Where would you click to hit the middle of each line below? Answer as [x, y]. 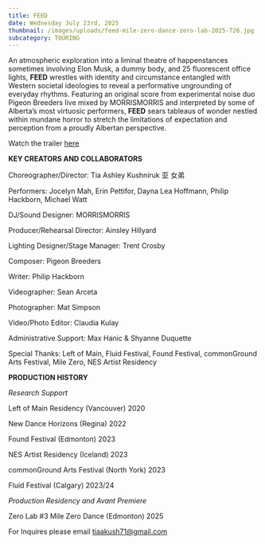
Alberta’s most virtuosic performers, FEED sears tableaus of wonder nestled [133, 111]
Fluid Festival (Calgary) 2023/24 [61, 485]
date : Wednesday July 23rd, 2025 [64, 23]
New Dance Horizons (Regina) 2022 [67, 424]
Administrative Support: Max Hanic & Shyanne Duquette [100, 338]
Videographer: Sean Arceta [53, 292]
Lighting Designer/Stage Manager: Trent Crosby [87, 246]
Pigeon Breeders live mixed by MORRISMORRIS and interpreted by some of [132, 103]
